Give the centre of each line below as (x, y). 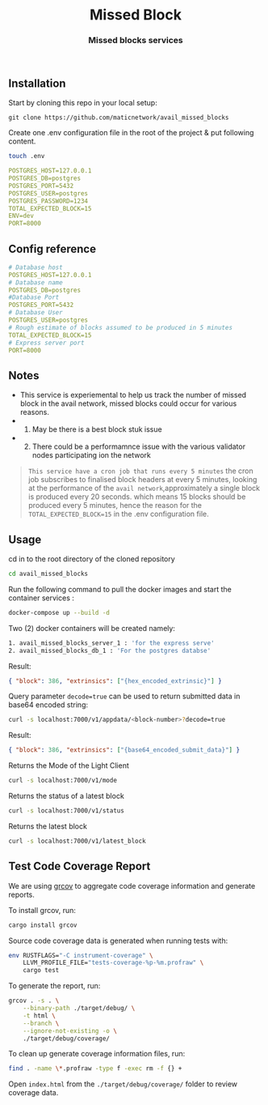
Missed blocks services (136, 41)
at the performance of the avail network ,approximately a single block (144, 489)
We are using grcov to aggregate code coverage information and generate (132, 885)
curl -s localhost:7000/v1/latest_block (77, 841)
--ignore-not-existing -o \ (70, 1030)
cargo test (41, 971)
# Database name (36, 282)
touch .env (27, 156)
